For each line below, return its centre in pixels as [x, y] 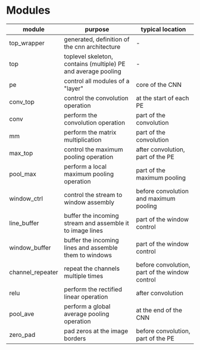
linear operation [86, 296]
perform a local [85, 166]
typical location [163, 29]
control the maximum [93, 149]
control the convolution [96, 98]
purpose [97, 29]
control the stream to [93, 195]
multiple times [84, 276]
